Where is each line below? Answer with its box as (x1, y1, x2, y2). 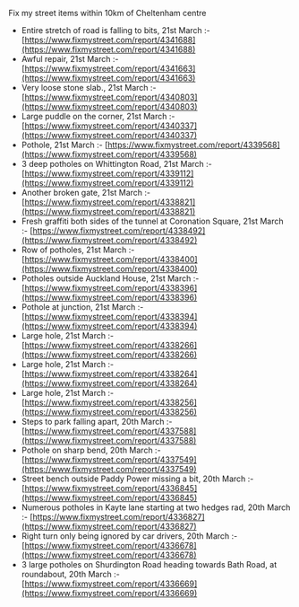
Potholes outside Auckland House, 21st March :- (21, 273, 200, 284)
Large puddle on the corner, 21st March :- (21, 111, 175, 121)
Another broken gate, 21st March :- (21, 188, 151, 198)
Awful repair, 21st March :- (21, 54, 119, 64)
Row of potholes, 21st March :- (21, 244, 135, 255)
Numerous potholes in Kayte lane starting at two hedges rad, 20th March (21, 502, 291, 513)
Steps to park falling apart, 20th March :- (21, 417, 173, 427)
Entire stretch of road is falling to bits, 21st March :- (21, 25, 211, 35)
